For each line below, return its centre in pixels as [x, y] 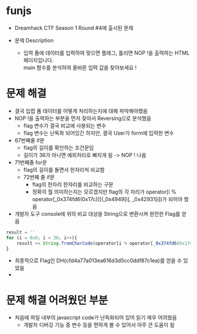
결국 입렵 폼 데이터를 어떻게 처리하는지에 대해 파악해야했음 [81, 111]
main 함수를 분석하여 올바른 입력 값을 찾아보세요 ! [80, 67]
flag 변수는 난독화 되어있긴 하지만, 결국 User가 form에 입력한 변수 [98, 133]
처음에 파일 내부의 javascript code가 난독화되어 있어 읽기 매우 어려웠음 [96, 318]
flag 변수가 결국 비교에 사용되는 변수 [65, 125]
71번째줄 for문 [31, 162]
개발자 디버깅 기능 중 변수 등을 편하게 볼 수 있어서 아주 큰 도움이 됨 [99, 325]
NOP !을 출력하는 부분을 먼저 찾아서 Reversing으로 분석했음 [83, 118]
